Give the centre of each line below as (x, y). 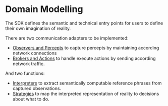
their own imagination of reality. (38, 28)
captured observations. (37, 88)
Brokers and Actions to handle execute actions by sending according (84, 58)
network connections (35, 53)
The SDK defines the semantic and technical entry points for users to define (84, 23)
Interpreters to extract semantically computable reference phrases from (87, 83)
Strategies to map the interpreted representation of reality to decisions (86, 93)
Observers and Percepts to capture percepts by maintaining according (86, 47)
